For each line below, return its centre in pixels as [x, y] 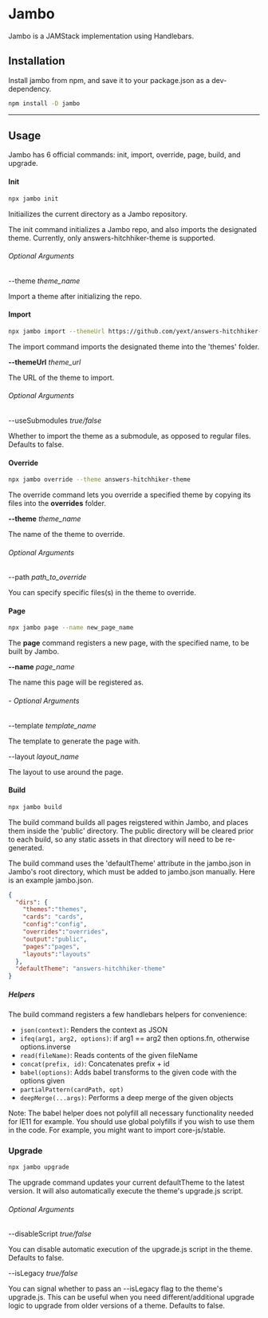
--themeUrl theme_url [45, 362]
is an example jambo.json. [51, 880]
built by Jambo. [34, 652]
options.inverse [45, 1047]
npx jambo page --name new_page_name [71, 628]
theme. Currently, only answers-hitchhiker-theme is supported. [112, 238]
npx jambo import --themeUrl [57, 331]
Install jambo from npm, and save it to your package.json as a [109, 80]
